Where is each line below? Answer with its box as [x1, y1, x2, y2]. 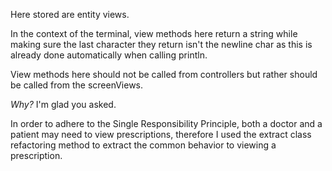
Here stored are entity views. [10, 9, 130, 20]
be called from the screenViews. [10, 79, 144, 91]
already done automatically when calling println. [10, 49, 208, 61]
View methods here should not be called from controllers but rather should [10, 69, 318, 80]
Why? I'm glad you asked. [10, 99, 117, 110]
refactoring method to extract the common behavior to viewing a [10, 139, 277, 151]
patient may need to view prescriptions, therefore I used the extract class [10, 129, 312, 140]
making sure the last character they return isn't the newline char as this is [10, 39, 313, 50]
